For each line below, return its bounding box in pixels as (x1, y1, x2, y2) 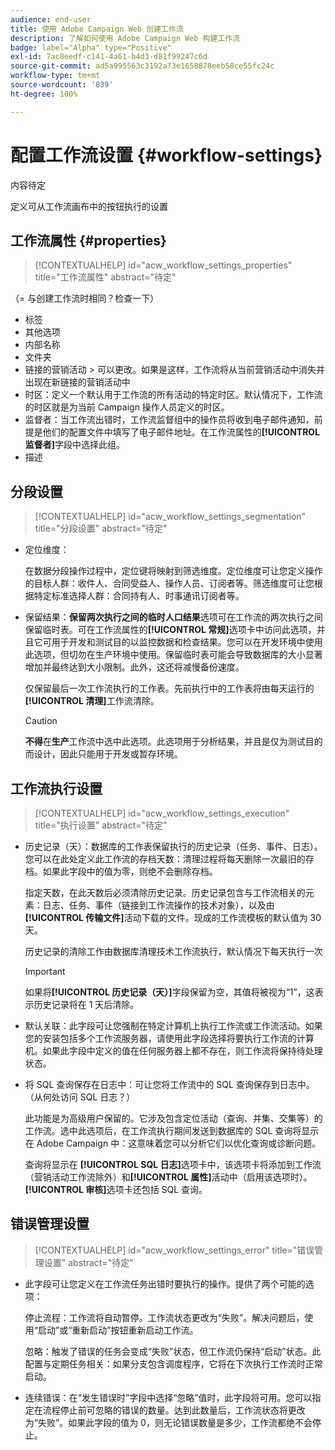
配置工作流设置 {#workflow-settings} (10, 144, 323, 166)
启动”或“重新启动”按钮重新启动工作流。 (37, 1324, 199, 1336)
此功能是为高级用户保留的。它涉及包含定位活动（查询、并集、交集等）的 (24, 1112, 323, 1124)
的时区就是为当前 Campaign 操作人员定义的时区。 (24, 401, 230, 413)
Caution (24, 715, 58, 727)
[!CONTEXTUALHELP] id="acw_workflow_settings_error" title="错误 (34, 1244, 315, 1256)
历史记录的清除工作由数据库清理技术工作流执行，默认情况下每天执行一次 (24, 946, 323, 957)
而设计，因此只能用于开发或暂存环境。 (24, 748, 183, 760)
